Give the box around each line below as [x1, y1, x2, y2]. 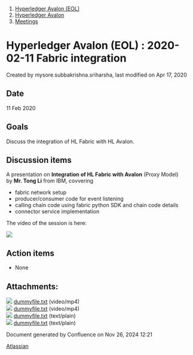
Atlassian [6, 342, 29, 350]
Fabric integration [36, 51, 127, 65]
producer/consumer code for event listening [14, 195, 124, 202]
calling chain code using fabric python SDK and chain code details [14, 202, 179, 209]
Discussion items [6, 155, 72, 165]
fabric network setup [14, 189, 67, 196]
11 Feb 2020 [6, 104, 36, 111]
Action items [6, 248, 55, 258]
